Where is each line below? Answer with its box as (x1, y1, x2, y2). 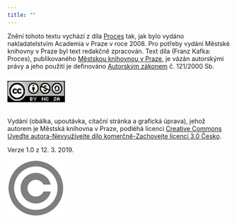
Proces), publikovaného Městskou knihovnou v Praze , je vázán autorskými (7, 54, 224, 63)
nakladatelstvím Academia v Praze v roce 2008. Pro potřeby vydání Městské (7, 39, 230, 47)
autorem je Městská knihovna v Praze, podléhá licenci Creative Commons (7, 124, 222, 132)
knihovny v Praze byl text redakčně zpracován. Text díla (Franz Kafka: (7, 47, 211, 55)
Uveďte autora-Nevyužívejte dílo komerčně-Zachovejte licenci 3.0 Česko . (7, 132, 221, 140)
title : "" (7, 11, 37, 18)
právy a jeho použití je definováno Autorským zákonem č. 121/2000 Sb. (7, 62, 214, 70)
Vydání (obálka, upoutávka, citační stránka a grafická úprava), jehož (7, 117, 206, 125)
